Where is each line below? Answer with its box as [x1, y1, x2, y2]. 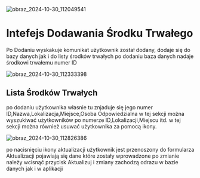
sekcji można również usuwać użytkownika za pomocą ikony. [6, 122, 157, 130]
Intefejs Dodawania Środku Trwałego [6, 27, 193, 40]
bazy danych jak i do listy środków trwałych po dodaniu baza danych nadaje [6, 53, 194, 60]
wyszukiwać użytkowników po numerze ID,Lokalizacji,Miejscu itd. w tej [6, 116, 181, 124]
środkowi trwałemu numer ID [6, 59, 78, 66]
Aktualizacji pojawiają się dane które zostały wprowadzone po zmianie [6, 152, 180, 159]
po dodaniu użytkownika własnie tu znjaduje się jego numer [6, 103, 153, 111]
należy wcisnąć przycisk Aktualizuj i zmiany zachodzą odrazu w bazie [6, 158, 179, 165]
